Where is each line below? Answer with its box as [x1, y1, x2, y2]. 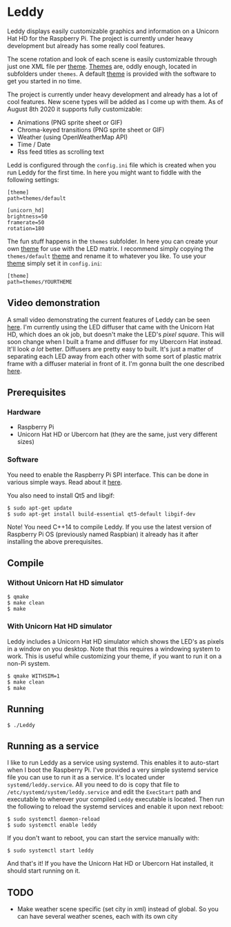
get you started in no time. [7, 77, 82, 85]
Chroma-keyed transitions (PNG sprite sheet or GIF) [17, 125, 165, 134]
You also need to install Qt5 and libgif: [7, 491, 115, 500]
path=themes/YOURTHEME [7, 278, 72, 285]
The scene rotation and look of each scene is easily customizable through [7, 54, 217, 63]
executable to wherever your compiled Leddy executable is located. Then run [7, 795, 225, 804]
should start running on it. [7, 866, 81, 875]
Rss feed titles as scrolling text [17, 147, 105, 156]
